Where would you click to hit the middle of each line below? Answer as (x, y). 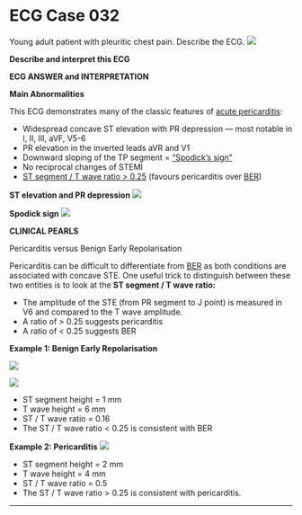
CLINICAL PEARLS (44, 231)
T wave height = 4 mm (64, 474)
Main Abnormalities (47, 93)
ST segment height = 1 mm (72, 399)
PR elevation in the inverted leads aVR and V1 (106, 147)
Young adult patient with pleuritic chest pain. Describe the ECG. (127, 41)
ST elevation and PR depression (70, 195)
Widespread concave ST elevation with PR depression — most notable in (157, 129)
